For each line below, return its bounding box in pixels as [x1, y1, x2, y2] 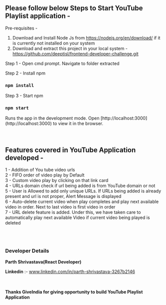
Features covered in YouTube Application [5, 145, 136, 154]
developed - [5, 153, 44, 162]
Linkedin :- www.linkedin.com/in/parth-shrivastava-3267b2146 [5, 268, 136, 274]
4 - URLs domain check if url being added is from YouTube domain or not [5, 182, 156, 189]
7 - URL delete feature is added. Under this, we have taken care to [5, 209, 141, 215]
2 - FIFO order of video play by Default [5, 172, 85, 178]
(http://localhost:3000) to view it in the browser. [5, 120, 104, 126]
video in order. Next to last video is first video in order [5, 204, 116, 210]
